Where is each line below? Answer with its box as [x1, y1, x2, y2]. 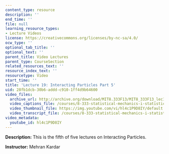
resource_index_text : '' [5, 69, 57, 74]
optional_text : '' [5, 49, 44, 55]
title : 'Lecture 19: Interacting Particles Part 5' [5, 82, 116, 87]
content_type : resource [5, 7, 55, 13]
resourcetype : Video [5, 73, 49, 78]
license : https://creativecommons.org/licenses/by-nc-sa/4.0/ [5, 36, 138, 41]
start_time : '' [5, 78, 37, 83]
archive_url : [10, 96, 37, 101]
